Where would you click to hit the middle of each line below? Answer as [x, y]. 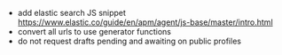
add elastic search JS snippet [72, 13]
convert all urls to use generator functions [94, 31]
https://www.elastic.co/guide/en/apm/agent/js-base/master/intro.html [145, 22]
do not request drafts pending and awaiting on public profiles [129, 41]
